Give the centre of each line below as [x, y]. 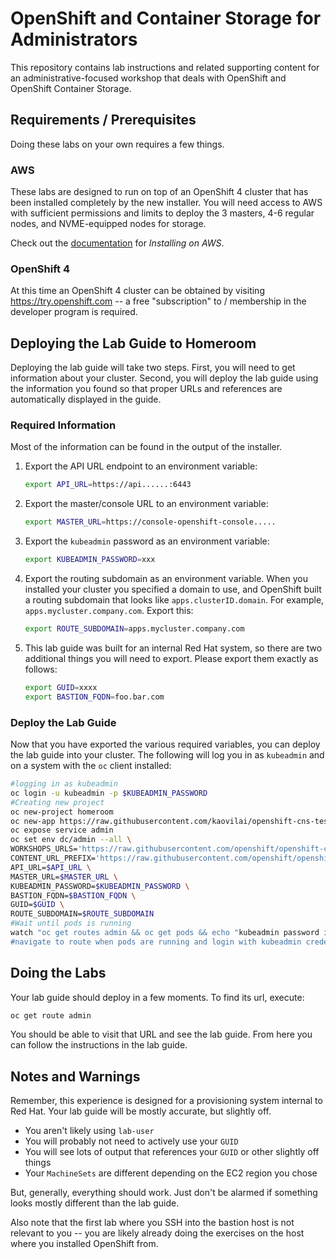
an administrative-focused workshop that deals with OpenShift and [148, 78]
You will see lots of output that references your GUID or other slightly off [172, 1152]
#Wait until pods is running [71, 923]
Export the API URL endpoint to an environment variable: [141, 466]
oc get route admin [51, 1015]
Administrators [74, 39]
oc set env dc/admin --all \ [71, 840]
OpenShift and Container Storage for [166, 18]
